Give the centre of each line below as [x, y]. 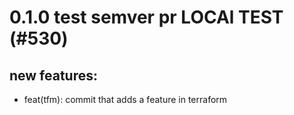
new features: [54, 75]
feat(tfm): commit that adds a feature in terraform [125, 99]
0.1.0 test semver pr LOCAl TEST [146, 17]
